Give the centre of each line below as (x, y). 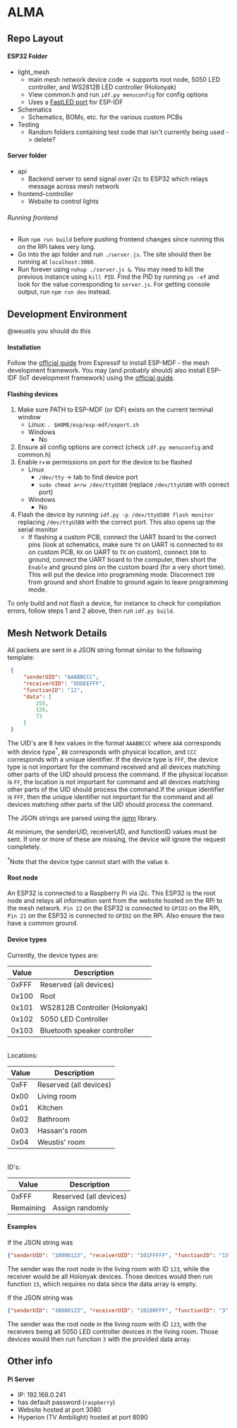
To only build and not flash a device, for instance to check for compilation (114, 604)
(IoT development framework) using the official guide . (97, 378)
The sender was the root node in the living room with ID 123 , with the (107, 1324)
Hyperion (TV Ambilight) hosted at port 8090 (83, 1417)
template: (21, 658)
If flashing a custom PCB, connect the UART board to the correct (122, 537)
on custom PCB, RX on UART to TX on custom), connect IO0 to (117, 552)
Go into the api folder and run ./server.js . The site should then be (114, 254)
